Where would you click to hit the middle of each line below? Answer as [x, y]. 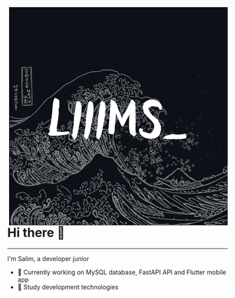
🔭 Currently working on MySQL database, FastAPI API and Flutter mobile [122, 272]
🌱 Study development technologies [68, 287]
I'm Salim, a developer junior [48, 258]
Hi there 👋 [36, 232]
